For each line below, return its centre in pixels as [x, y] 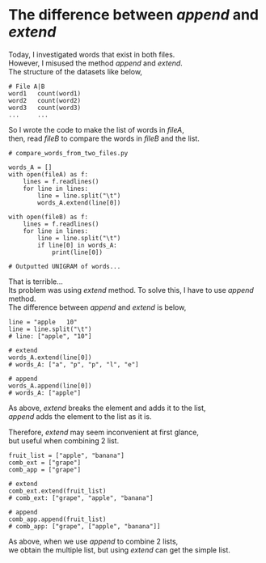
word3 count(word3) [45, 108]
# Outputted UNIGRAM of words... [65, 266]
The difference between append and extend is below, [97, 307]
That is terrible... [36, 281]
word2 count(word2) [45, 100]
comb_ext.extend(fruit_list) [57, 491]
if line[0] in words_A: [77, 245]
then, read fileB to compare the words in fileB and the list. [104, 138]
